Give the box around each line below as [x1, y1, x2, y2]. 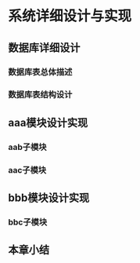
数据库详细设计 [8, 41, 81, 54]
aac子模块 [8, 164, 47, 175]
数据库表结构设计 [8, 89, 73, 100]
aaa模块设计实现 [8, 115, 88, 130]
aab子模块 [8, 141, 47, 152]
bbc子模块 [8, 217, 48, 228]
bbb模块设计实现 [8, 192, 90, 205]
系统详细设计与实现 [8, 7, 132, 25]
